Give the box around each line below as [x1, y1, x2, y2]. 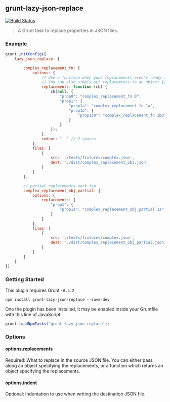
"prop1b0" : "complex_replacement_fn [77, 113, 155, 118]
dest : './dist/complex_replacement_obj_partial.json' [50, 240, 166, 245]
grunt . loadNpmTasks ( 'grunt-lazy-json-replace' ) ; [5, 321, 110, 326]
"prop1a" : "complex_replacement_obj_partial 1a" [59, 207, 164, 212]
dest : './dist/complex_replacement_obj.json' [50, 160, 148, 165]
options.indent [5, 380, 37, 386]
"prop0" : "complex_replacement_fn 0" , [59, 94, 142, 99]
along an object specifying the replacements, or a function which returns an [5, 362, 163, 368]
